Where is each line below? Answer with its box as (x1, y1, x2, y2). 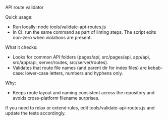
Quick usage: (5, 14, 33, 20)
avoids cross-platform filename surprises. (12, 95, 100, 101)
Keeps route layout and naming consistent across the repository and (12, 90, 155, 95)
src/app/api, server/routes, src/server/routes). (12, 59, 108, 65)
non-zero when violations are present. (12, 35, 92, 40)
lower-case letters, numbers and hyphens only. (25, 70, 123, 76)
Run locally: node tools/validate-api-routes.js (12, 24, 106, 30)
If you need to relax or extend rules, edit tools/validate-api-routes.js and (5, 105, 155, 110)
